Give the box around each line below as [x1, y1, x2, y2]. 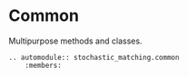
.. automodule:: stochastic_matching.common [8, 53, 180, 62]
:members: [25, 61, 63, 70]
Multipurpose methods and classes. [8, 35, 143, 46]
